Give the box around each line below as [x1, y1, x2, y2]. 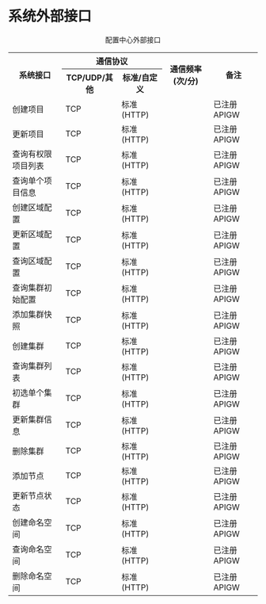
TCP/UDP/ [66, 72, 105, 83]
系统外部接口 [8, 7, 93, 25]
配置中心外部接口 [105, 35, 161, 44]
